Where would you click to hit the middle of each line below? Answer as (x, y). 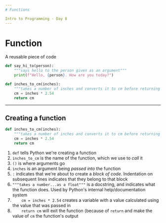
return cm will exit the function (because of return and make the (87, 211)
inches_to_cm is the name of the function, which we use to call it (78, 158)
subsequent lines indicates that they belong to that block (70, 179)
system (20, 195)
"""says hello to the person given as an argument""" (70, 71)
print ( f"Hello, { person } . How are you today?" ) (64, 75)
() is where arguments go (39, 163)
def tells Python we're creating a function (54, 153)
